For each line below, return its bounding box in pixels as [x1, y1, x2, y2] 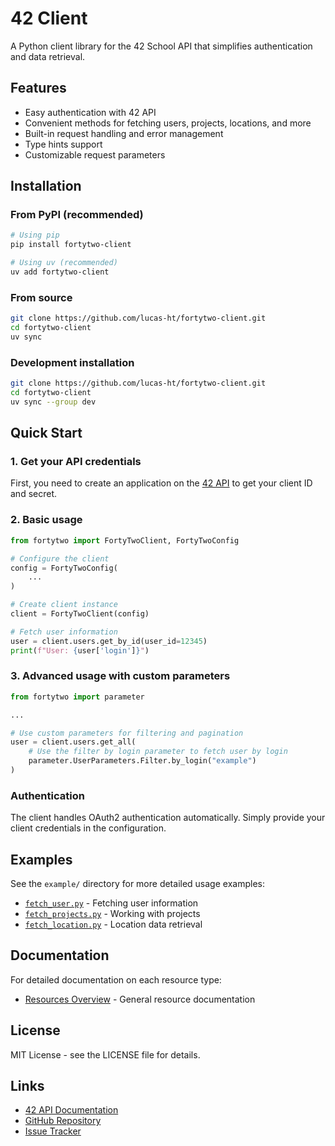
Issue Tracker [24, 1125, 82, 1137]
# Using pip [10, 230, 60, 241]
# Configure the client [10, 553, 110, 564]
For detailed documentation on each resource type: [10, 973, 222, 986]
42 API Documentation [24, 1104, 119, 1116]
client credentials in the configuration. [10, 822, 167, 834]
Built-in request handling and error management [24, 127, 224, 139]
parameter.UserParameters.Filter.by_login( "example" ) [28, 756, 257, 766]
